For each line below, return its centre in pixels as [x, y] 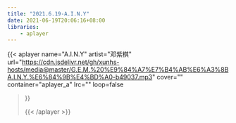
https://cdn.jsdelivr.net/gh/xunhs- [70, 62]
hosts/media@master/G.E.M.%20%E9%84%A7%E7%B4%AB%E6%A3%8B [118, 70]
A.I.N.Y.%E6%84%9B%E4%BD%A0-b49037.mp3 [80, 77]
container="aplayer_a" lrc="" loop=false [66, 84]
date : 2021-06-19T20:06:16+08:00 [56, 20]
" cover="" [167, 77]
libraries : [23, 27]
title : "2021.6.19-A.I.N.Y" [49, 14]
